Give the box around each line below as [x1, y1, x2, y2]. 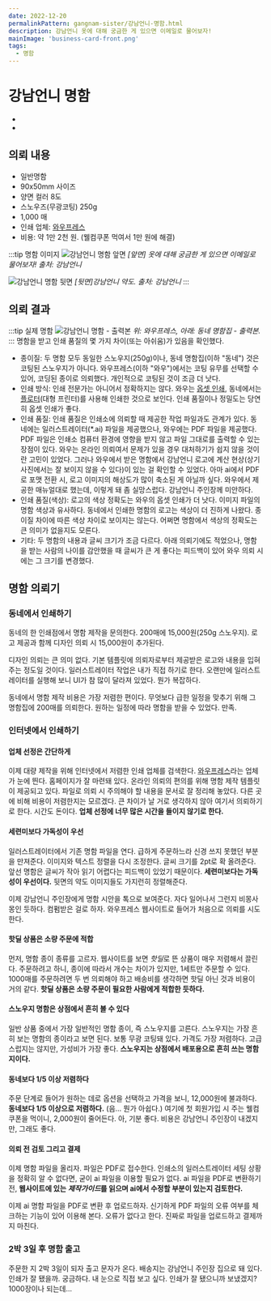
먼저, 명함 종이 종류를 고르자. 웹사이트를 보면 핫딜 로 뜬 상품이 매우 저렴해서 [8, 953, 243, 963]
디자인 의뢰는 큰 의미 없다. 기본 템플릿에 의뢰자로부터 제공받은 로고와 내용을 [8, 655, 246, 665]
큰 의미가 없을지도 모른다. [19, 525, 101, 535]
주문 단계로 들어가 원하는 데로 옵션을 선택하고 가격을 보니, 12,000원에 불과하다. [8, 1094, 257, 1103]
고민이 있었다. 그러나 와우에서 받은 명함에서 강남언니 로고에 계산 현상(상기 [28, 454, 260, 464]
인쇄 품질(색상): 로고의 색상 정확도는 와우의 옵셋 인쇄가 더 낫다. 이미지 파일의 [19, 495, 260, 505]
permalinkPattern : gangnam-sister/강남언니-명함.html [8, 19, 184, 28]
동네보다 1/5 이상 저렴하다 [8, 1074, 89, 1084]
